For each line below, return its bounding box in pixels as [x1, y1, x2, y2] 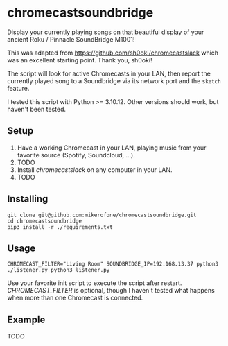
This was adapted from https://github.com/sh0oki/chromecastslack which [7, 49, 219, 57]
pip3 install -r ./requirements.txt [7, 223, 113, 230]
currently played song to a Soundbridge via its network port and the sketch [7, 76, 221, 85]
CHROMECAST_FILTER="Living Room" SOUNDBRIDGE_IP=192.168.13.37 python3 [7, 261, 218, 268]
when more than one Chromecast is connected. [7, 293, 143, 302]
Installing [7, 193, 49, 205]
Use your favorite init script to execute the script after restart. [7, 279, 182, 287]
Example [7, 313, 46, 325]
